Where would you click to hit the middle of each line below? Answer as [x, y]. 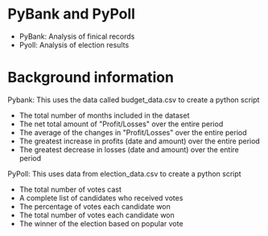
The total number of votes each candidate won [97, 215]
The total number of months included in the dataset [104, 115]
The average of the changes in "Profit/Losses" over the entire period [133, 132]
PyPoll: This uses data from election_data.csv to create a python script [125, 173]
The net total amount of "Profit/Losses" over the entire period [121, 124]
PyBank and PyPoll [72, 14]
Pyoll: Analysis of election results [74, 44]
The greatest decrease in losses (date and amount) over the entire [129, 149]
